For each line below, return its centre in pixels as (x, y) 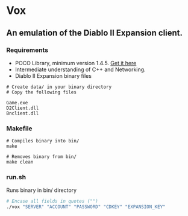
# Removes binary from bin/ (42, 157)
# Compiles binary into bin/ (43, 141)
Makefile (19, 129)
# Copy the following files (42, 92)
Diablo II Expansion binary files (53, 75)
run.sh (16, 177)
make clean (20, 162)
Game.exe (17, 103)
